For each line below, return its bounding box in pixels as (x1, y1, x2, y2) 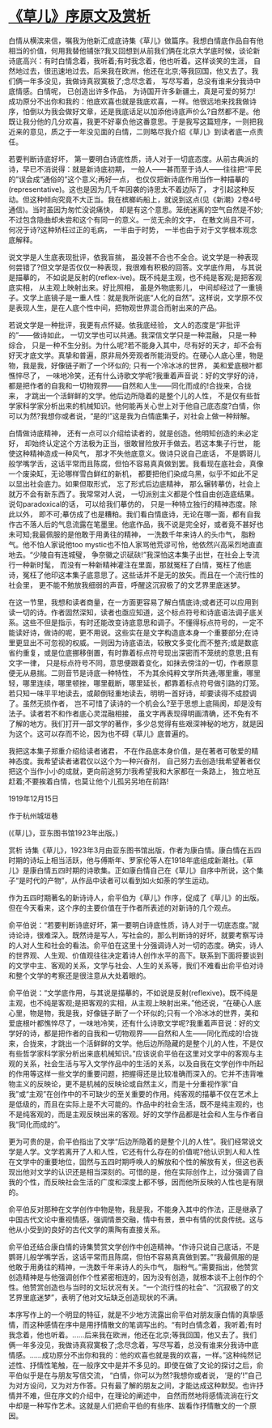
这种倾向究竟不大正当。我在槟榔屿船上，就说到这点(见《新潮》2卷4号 (29, 194, 261, 204)
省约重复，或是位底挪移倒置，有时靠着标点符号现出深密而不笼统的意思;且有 (8, 648, 259, 657)
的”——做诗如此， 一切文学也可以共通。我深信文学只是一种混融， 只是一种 (8, 329, 257, 340)
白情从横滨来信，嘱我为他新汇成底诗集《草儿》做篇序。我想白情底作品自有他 (8, 36, 264, 45)
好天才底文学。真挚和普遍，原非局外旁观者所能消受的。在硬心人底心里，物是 (8, 350, 264, 360)
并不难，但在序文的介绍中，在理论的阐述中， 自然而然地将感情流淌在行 (15, 1390, 252, 1400)
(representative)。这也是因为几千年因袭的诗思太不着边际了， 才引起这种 (8, 184, 249, 194)
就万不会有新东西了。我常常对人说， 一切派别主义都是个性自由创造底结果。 (8, 489, 259, 499)
